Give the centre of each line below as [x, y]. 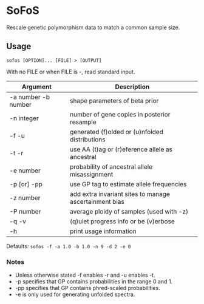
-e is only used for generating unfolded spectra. [75, 294]
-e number [25, 171]
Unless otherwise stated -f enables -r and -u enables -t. [85, 275]
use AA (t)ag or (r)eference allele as [121, 149]
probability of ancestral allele [111, 166]
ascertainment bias [97, 201]
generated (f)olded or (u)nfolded [117, 132]
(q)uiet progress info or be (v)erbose [122, 221]
